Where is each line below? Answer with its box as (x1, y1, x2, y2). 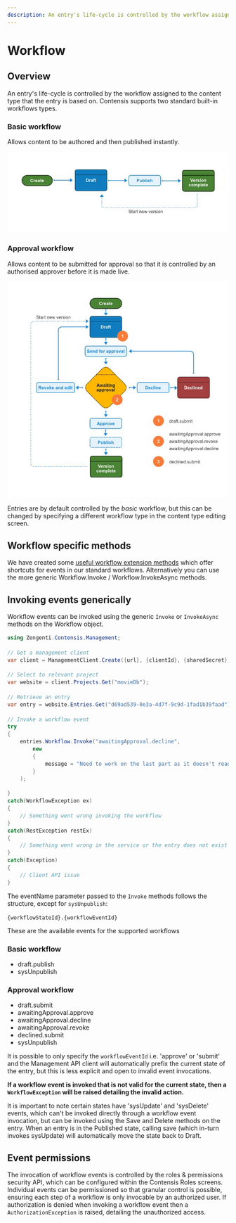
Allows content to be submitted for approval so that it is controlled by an (7, 260, 216, 268)
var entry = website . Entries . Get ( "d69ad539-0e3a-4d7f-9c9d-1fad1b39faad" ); (7, 700, 234, 708)
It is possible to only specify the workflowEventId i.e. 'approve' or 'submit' (7, 1052, 220, 1061)
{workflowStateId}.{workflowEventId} (7, 914, 118, 921)
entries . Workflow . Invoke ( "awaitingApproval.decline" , (20, 738, 181, 745)
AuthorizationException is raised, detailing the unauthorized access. (7, 1208, 206, 1217)
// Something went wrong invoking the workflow (20, 812, 162, 819)
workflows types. (7, 104, 58, 113)
